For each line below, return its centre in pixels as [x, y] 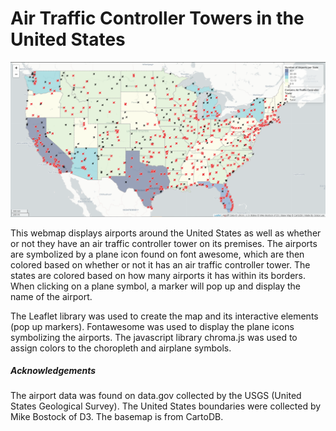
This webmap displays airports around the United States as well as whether [166, 233]
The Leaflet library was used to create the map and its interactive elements [164, 316]
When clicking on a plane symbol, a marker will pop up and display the [155, 286]
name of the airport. [51, 296]
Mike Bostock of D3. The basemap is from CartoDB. [117, 417]
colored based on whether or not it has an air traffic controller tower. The [160, 264]
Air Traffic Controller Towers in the [157, 18]
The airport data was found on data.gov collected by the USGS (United [156, 396]
